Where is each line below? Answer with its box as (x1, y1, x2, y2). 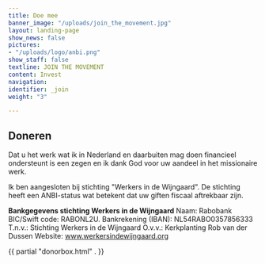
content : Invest (8, 71, 62, 78)
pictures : (8, 41, 41, 49)
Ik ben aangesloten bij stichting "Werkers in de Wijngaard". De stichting (8, 182, 241, 192)
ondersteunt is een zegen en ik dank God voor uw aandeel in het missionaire (8, 159, 258, 168)
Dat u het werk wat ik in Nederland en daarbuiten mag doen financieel (8, 150, 237, 159)
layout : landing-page (8, 26, 80, 34)
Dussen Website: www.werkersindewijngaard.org (8, 231, 168, 241)
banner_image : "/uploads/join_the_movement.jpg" (8, 19, 172, 27)
